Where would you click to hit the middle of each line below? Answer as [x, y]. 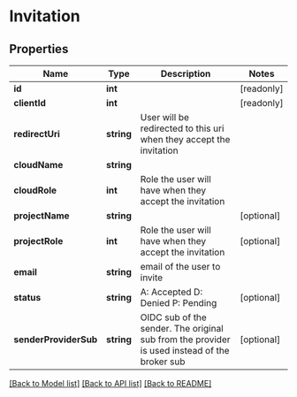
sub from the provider [186, 340]
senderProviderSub [56, 340]
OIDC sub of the [174, 317]
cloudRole [35, 190]
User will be [165, 117]
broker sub [163, 362]
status [27, 298]
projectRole [38, 241]
